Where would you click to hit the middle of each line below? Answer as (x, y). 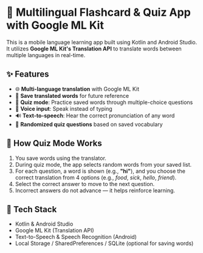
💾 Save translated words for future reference (72, 95)
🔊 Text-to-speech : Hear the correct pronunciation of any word (95, 116)
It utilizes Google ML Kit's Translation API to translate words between (94, 49)
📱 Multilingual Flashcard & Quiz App (99, 12)
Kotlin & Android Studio (44, 224)
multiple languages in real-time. (46, 55)
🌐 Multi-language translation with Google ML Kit (77, 89)
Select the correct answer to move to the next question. (85, 184)
